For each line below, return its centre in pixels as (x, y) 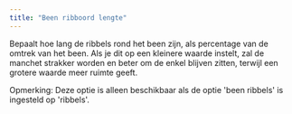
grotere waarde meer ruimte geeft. (74, 72)
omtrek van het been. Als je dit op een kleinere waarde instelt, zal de (137, 53)
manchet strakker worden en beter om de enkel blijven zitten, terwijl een (144, 62)
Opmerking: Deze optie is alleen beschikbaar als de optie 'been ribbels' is (146, 90)
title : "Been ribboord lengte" (68, 18)
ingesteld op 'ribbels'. (50, 100)
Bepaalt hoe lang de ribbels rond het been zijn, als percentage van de (139, 43)
